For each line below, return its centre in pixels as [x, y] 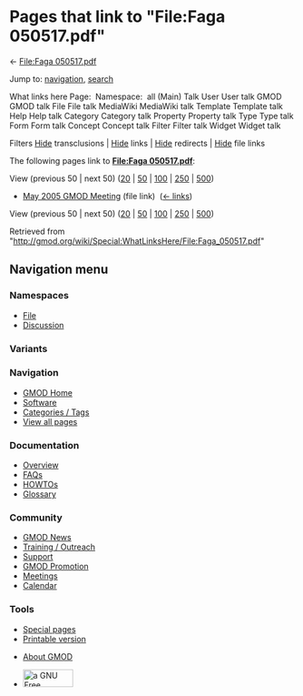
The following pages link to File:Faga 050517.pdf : [103, 160]
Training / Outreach [59, 547]
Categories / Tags [56, 412]
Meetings [40, 576]
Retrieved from [37, 231]
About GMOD [48, 656]
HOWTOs [40, 485]
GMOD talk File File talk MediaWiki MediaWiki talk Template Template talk [146, 106]
